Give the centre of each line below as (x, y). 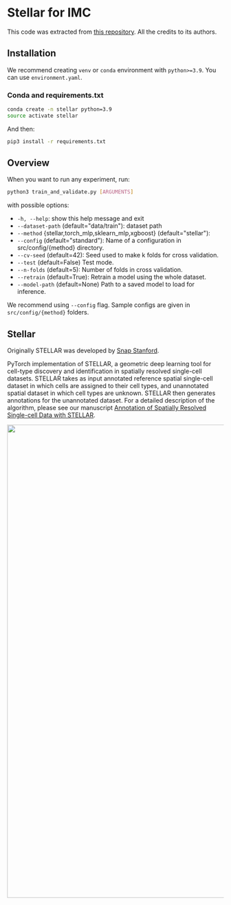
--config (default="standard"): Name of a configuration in (99, 241)
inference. (32, 292)
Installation (32, 53)
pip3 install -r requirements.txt (57, 141)
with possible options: (38, 205)
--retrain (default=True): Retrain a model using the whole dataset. (111, 277)
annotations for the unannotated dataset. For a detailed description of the (111, 401)
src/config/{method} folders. (48, 312)
